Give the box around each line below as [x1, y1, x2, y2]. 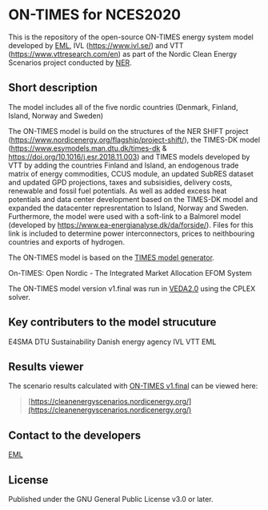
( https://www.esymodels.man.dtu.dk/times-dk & [8, 143, 167, 153]
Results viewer [8, 359, 84, 374]
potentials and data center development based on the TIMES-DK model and [8, 194, 258, 204]
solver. [8, 292, 30, 302]
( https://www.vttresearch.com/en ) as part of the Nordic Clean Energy [8, 49, 238, 59]
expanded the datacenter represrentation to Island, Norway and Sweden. [8, 203, 249, 212]
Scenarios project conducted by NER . [8, 58, 132, 67]
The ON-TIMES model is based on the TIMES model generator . [8, 253, 214, 262]
